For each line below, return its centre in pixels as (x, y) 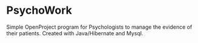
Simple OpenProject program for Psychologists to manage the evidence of (99, 27)
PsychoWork (39, 10)
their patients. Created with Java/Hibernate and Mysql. (75, 33)
